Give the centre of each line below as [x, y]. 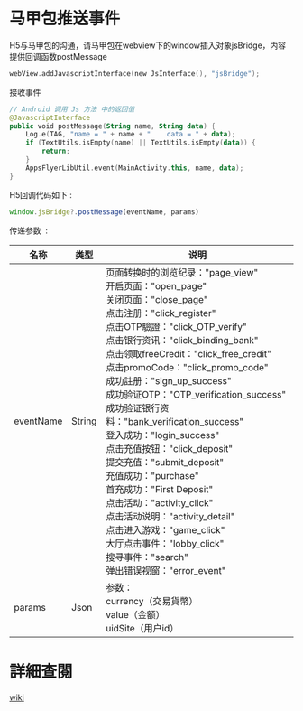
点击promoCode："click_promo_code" [187, 367]
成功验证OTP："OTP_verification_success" [196, 394]
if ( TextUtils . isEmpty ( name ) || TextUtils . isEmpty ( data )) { [141, 143]
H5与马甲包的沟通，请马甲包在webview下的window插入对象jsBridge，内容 [148, 45]
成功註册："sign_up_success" [168, 380]
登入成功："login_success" [162, 435]
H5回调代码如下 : [41, 194]
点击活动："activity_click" [159, 502]
